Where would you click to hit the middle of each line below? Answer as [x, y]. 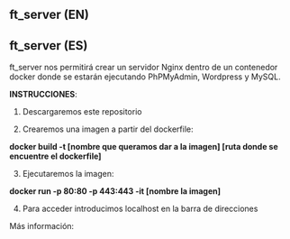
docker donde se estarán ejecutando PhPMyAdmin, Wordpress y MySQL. [145, 77]
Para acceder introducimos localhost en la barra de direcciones [140, 209]
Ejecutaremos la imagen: [68, 174]
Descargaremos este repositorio [82, 112]
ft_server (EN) [50, 15]
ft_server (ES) [49, 46]
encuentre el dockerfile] [55, 156]
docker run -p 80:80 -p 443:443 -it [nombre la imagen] [115, 191]
